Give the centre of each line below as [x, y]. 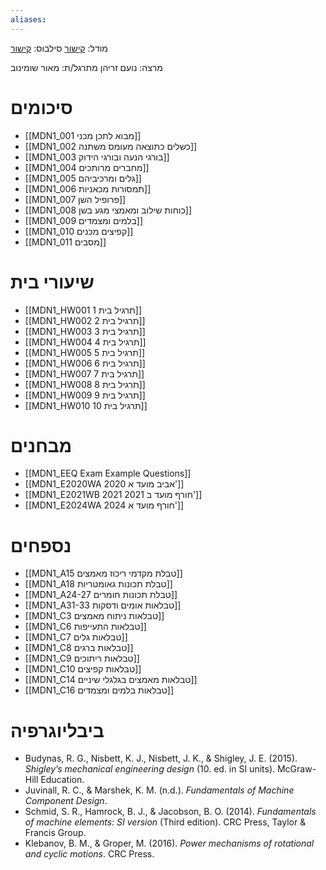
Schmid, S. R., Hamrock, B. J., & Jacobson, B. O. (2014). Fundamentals [170, 812]
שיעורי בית [52, 282]
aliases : [28, 19]
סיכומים [41, 107]
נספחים [41, 545]
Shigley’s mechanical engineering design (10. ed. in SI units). [150, 769]
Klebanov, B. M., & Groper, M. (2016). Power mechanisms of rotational [169, 843]
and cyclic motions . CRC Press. [89, 854]
